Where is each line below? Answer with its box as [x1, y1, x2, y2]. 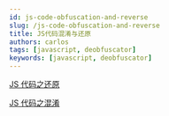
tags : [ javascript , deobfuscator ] [9, 46, 137, 54]
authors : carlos [9, 37, 69, 47]
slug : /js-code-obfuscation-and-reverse [9, 21, 161, 30]
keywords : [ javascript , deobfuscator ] [9, 54, 152, 62]
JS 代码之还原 [9, 79, 60, 89]
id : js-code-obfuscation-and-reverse [9, 12, 149, 22]
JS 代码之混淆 [9, 98, 60, 108]
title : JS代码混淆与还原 [9, 29, 91, 38]
